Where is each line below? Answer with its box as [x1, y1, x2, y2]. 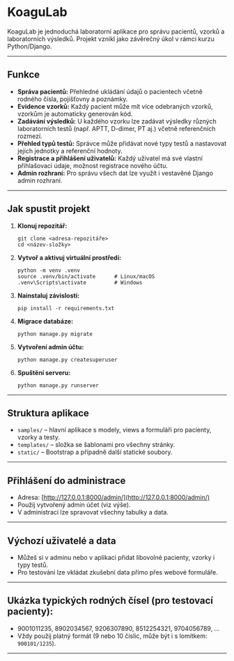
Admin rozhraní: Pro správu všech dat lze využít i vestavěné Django [17, 169, 214, 177]
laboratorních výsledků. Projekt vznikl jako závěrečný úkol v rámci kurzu [7, 34, 214, 43]
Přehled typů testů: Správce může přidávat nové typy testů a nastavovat [17, 139, 227, 147]
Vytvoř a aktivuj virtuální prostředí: [17, 253, 122, 261]
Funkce [7, 69, 40, 81]
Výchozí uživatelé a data [7, 535, 116, 547]
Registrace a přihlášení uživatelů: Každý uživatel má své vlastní [17, 154, 203, 162]
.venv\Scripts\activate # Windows [17, 279, 143, 286]
